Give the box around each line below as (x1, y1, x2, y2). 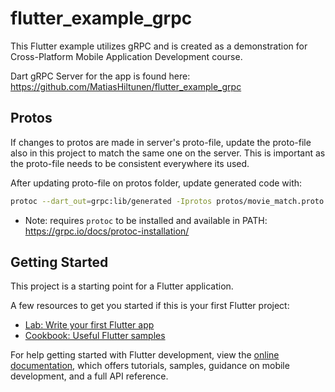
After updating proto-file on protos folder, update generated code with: (10, 177, 303, 189)
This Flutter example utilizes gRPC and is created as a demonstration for (10, 40, 308, 52)
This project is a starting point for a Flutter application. (10, 280, 234, 292)
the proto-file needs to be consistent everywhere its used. (10, 157, 250, 169)
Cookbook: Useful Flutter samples (24, 330, 166, 342)
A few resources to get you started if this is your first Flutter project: (10, 300, 290, 312)
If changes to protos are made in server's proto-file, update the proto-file (10, 136, 312, 148)
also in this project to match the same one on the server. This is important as (10, 147, 326, 159)
